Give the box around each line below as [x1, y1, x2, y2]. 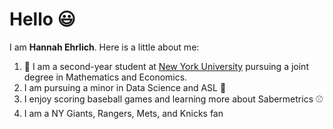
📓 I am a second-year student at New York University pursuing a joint [23, 60, 309, 72]
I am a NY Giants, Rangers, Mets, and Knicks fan [23, 107, 224, 119]
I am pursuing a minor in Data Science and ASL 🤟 [23, 81, 227, 93]
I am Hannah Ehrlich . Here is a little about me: [9, 41, 200, 53]
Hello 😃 [9, 8, 76, 31]
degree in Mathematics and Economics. [23, 71, 188, 83]
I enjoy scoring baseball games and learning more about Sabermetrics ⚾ [23, 93, 324, 105]
